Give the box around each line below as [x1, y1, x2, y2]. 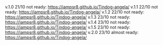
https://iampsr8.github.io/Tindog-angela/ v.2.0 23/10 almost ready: [5, 30, 139, 35]
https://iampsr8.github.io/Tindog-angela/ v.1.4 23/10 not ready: [5, 19, 131, 25]
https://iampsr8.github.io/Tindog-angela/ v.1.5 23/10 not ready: [5, 24, 130, 30]
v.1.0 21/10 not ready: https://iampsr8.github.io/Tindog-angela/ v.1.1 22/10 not [5, 4, 158, 10]
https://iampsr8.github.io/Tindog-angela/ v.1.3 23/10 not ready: [5, 14, 130, 20]
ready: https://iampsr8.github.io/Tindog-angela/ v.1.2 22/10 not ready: [5, 9, 145, 15]
